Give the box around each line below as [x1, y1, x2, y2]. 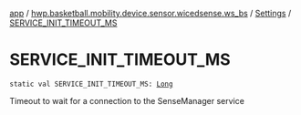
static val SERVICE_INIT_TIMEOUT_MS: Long [9, 79, 173, 89]
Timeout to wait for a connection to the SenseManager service [9, 95, 244, 106]
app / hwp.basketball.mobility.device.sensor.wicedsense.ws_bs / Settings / [9, 8, 292, 18]
